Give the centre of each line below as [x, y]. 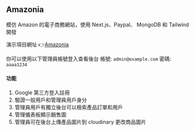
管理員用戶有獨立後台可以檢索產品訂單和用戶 [69, 108]
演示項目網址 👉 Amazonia [38, 44]
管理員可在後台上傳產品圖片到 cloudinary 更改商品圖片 [80, 122]
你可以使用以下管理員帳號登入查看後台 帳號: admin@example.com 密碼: [89, 59]
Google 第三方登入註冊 [42, 93]
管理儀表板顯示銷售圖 [40, 115]
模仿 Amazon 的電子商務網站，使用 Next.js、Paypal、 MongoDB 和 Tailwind [97, 24]
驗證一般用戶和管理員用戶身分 [51, 100]
